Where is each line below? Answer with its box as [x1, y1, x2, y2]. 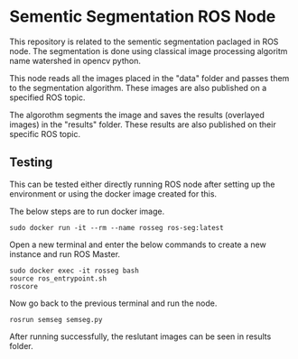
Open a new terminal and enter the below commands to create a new [9, 239, 266, 250]
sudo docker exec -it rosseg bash [9, 266, 140, 275]
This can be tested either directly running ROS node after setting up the [9, 179, 275, 189]
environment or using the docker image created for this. [9, 188, 218, 199]
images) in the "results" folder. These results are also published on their [9, 119, 277, 130]
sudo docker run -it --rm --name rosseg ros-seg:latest [9, 223, 224, 232]
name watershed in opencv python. [9, 55, 142, 66]
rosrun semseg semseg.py [9, 315, 103, 324]
